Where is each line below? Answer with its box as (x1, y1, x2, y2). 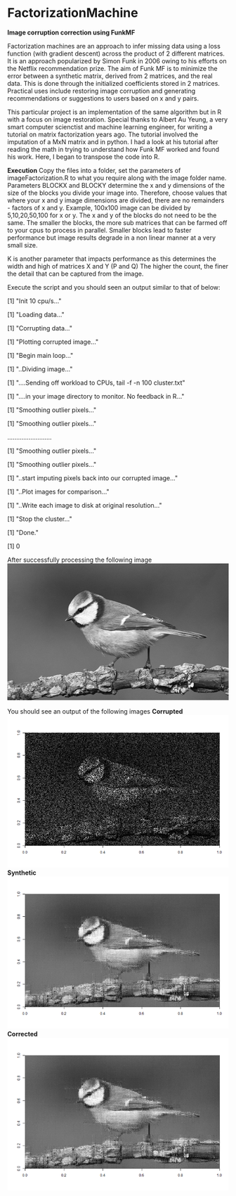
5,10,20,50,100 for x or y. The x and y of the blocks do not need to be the (7, 211, 217, 219)
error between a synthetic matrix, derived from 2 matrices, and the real (7, 72, 213, 80)
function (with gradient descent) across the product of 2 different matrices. (7, 49, 225, 58)
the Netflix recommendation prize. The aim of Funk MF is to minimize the (7, 64, 218, 72)
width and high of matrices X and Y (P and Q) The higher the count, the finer (7, 262, 228, 270)
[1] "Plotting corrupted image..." (7, 337, 99, 346)
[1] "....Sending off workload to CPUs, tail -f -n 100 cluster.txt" (7, 378, 185, 387)
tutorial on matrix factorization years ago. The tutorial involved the (7, 130, 199, 139)
